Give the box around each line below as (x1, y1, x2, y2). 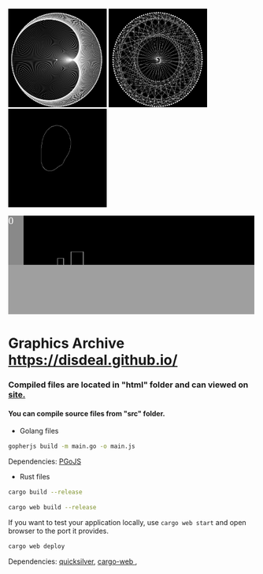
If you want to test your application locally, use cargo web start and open (8, 517, 246, 527)
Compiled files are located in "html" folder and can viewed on (8, 379, 249, 390)
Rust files (19, 472, 50, 482)
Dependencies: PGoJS (8, 457, 81, 466)
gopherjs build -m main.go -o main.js (8, 442, 135, 450)
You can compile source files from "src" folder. (8, 408, 165, 418)
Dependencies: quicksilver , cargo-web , (8, 557, 138, 566)
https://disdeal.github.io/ (8, 352, 178, 369)
